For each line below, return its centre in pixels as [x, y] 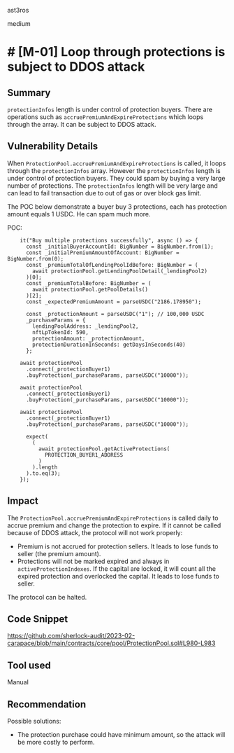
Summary [29, 93]
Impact [23, 501]
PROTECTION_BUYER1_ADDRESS [84, 455]
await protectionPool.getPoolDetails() [90, 289]
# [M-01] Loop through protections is [116, 52]
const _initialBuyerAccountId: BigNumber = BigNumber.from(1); [120, 247]
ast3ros [18, 10]
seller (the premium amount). [59, 553]
